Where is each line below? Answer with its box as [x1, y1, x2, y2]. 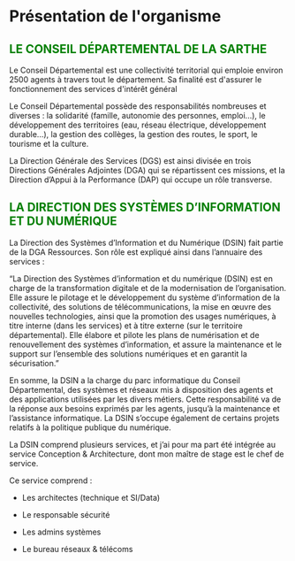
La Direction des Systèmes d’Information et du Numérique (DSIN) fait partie [9, 237, 284, 248]
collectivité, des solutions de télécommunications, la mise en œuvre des [9, 301, 272, 311]
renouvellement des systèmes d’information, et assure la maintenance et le [9, 339, 283, 350]
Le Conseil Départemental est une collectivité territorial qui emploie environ [9, 65, 284, 75]
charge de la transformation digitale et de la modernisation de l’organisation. [9, 282, 287, 293]
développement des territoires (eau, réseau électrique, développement [9, 119, 267, 130]
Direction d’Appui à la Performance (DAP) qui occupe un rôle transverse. [9, 174, 272, 185]
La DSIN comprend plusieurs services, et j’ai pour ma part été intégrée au [9, 439, 276, 450]
